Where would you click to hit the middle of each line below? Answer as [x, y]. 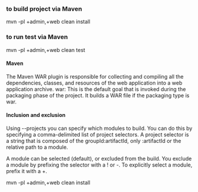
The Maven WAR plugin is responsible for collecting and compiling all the [95, 76]
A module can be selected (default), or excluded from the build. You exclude [99, 159]
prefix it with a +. [27, 171]
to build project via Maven [44, 9]
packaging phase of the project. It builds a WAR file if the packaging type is [98, 95]
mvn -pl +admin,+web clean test [46, 50]
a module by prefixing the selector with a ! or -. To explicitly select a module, [99, 165]
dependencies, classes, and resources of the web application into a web [94, 83]
